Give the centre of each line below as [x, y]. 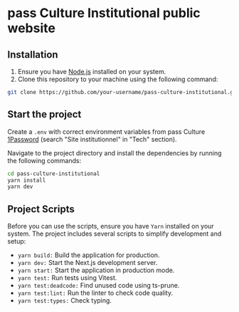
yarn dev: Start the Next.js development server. [87, 263]
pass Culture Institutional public [104, 13]
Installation [33, 54]
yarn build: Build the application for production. [89, 255]
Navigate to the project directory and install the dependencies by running [115, 153]
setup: [17, 241]
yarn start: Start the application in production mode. [96, 270]
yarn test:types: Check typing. [65, 301]
